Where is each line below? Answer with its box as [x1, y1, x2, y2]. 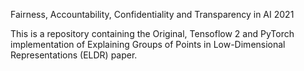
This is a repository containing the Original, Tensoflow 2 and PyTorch [10, 28, 295, 39]
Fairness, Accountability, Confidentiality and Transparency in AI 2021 [10, 9, 295, 20]
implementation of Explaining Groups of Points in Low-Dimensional [10, 39, 286, 50]
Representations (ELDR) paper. [10, 49, 138, 61]
